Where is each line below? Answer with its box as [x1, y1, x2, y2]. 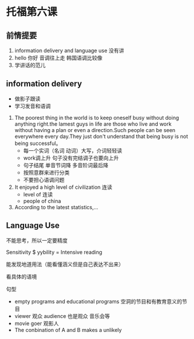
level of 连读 [23, 191, 53, 198]
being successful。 [14, 140, 61, 147]
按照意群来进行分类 [23, 169, 70, 176]
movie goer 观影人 [14, 320, 59, 327]
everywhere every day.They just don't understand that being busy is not [14, 133, 188, 140]
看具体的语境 [6, 273, 37, 280]
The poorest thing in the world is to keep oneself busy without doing [14, 114, 179, 121]
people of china [23, 197, 61, 205]
